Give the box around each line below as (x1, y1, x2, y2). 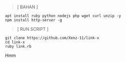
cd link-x (5, 40, 25, 45)
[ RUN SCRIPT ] (17, 26, 49, 32)
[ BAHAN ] (17, 4, 38, 10)
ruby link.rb (5, 44, 32, 49)
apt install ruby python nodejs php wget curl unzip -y (5, 14, 121, 18)
